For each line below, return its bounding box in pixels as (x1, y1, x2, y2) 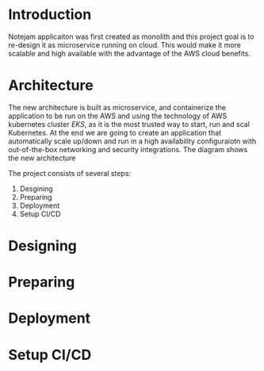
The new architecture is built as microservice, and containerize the (8, 102, 227, 112)
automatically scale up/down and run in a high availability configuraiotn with (8, 136, 257, 146)
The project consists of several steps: (8, 168, 132, 178)
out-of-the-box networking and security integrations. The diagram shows (8, 144, 248, 154)
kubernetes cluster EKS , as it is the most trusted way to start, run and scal (8, 119, 250, 128)
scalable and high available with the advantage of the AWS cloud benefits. (8, 48, 251, 58)
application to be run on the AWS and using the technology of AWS (8, 111, 228, 120)
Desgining (19, 184, 53, 193)
